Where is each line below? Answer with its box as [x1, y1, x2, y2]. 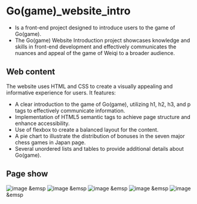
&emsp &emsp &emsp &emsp [29, 184, 169, 192]
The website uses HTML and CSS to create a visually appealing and [6, 83, 173, 90]
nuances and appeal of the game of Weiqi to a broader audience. [14, 49, 175, 56]
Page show [6, 169, 48, 179]
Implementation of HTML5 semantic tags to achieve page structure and [14, 113, 191, 120]
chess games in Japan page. [14, 139, 86, 146]
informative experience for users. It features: [6, 89, 116, 96]
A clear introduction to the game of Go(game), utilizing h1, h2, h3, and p [14, 101, 191, 108]
